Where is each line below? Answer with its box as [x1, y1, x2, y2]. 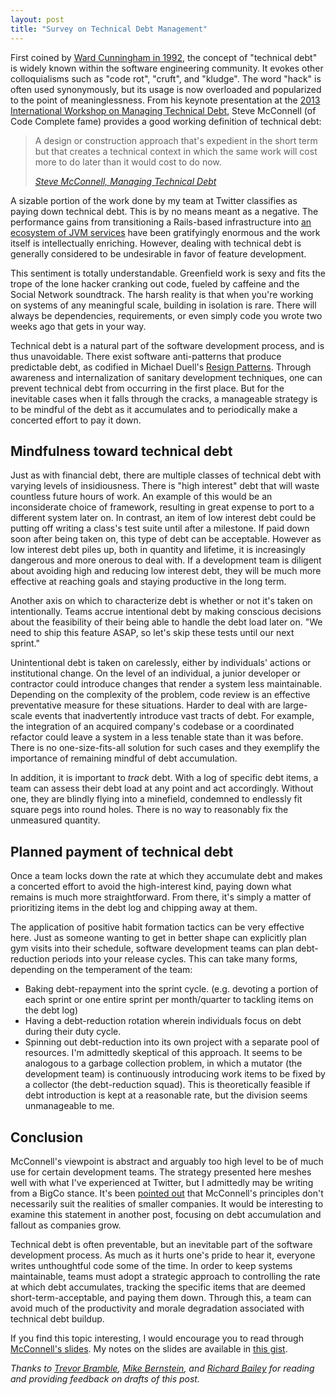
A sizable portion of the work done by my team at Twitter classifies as [10, 194, 298, 206]
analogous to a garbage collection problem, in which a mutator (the [24, 1057, 303, 1070]
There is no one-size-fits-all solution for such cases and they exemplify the [10, 742, 320, 754]
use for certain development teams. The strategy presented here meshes [10, 1166, 312, 1178]
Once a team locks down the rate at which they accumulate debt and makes [10, 870, 323, 882]
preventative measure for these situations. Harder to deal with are [10, 699, 282, 711]
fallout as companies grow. [10, 1219, 122, 1231]
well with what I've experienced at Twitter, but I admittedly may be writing [10, 1176, 314, 1188]
